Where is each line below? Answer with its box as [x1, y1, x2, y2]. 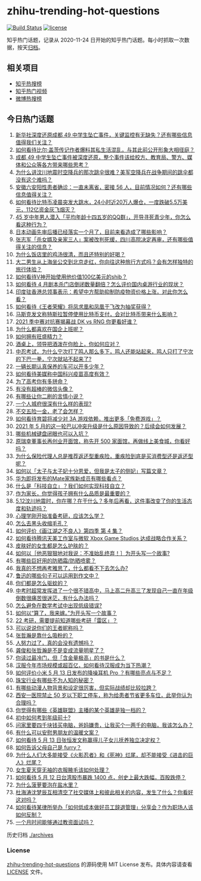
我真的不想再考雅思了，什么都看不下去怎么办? [15, 564, 128, 571]
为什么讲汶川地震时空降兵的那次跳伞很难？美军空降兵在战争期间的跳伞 [15, 169, 188, 176]
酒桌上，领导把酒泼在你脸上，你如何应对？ [15, 340, 120, 347]
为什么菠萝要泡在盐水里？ [15, 781, 79, 788]
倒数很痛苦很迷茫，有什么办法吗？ [15, 594, 100, 601]
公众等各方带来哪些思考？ [26, 161, 89, 168]
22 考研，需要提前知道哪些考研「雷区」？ [15, 617, 118, 624]
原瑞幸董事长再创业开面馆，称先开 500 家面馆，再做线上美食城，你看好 [15, 438, 190, 445]
